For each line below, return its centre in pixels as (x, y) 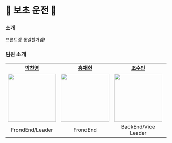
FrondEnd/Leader (32, 130)
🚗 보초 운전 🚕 (31, 10)
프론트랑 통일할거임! (25, 40)
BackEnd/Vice (138, 127)
